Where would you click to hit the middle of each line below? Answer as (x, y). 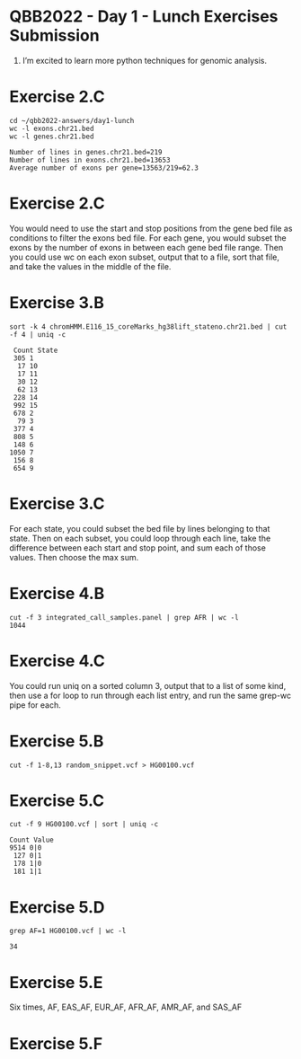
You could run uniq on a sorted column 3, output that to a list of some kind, (148, 685)
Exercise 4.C (57, 661)
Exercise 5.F (56, 1043)
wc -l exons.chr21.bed (52, 128)
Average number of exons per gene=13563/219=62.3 (104, 168)
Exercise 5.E (56, 982)
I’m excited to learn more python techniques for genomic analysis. (145, 60)
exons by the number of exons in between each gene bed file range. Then (146, 247)
